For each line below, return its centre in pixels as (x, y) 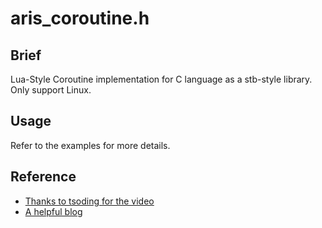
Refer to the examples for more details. (90, 145)
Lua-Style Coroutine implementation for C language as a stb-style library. (161, 79)
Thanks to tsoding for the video (89, 201)
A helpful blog (53, 211)
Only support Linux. (51, 90)
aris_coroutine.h (80, 18)
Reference (43, 177)
